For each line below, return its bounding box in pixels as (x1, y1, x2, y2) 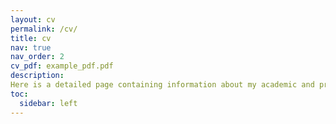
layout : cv (10, 14, 56, 25)
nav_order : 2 (10, 52, 65, 62)
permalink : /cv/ (10, 24, 78, 34)
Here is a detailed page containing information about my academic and (10, 80, 315, 90)
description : (10, 71, 65, 81)
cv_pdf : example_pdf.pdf (10, 61, 114, 71)
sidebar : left (19, 98, 78, 108)
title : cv (10, 33, 52, 43)
